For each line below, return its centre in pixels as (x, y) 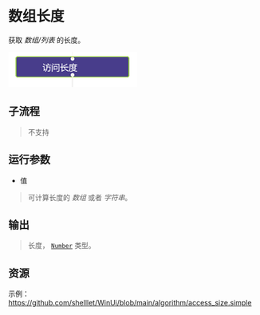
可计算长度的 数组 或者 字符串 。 (80, 197)
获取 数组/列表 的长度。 (47, 40)
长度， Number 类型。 (61, 246)
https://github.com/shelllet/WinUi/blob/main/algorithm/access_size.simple (130, 303)
